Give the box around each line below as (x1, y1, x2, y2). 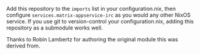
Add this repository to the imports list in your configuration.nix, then (6, 5, 176, 12)
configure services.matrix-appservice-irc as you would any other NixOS (6, 11, 191, 19)
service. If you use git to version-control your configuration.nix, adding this (6, 18, 194, 25)
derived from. (6, 42, 41, 49)
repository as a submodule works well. (6, 24, 103, 31)
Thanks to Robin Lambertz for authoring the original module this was (6, 36, 178, 43)
